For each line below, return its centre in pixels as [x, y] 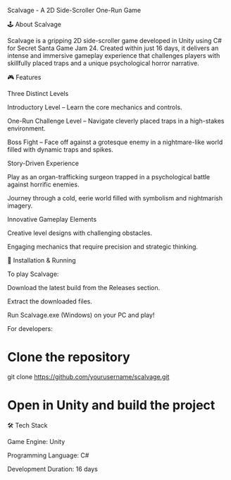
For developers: [30, 329]
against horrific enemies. [43, 184]
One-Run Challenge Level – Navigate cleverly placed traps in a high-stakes [116, 121]
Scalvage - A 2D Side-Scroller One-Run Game [74, 10]
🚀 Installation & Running [42, 260]
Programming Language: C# [48, 455]
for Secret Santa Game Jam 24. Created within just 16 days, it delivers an [113, 48]
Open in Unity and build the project [111, 406]
